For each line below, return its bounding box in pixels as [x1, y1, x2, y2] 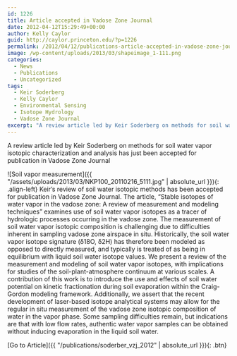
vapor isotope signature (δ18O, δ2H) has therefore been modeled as [7, 237, 205, 245]
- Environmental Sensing [13, 102, 87, 109]
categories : [7, 56, 42, 63]
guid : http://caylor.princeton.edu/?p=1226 [7, 37, 138, 44]
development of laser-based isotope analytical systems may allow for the [7, 297, 220, 305]
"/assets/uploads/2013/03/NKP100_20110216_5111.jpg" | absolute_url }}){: [7, 177, 219, 185]
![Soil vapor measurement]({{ [7, 170, 92, 178]
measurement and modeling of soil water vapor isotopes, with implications [7, 259, 224, 268]
